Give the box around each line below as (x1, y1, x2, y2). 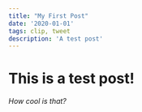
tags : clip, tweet (8, 27, 71, 35)
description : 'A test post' (8, 34, 104, 43)
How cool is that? (8, 97, 67, 106)
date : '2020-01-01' (8, 19, 75, 28)
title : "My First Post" (8, 11, 89, 20)
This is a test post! (8, 70, 136, 88)
